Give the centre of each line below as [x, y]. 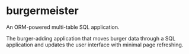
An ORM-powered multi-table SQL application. [63, 27]
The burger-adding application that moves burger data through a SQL [91, 38]
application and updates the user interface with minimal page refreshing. [95, 45]
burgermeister [42, 11]
